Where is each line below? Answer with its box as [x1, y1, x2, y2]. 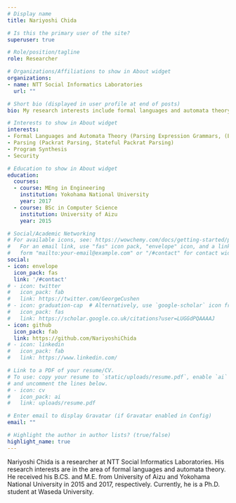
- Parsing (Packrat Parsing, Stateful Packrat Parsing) [7, 139, 174, 146]
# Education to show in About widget [7, 165, 118, 172]
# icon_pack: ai [7, 393, 61, 400]
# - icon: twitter [7, 282, 61, 289]
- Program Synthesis [7, 146, 68, 153]
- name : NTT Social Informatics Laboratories [7, 81, 143, 88]
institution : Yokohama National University [20, 191, 150, 198]
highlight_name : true [7, 438, 71, 445]
